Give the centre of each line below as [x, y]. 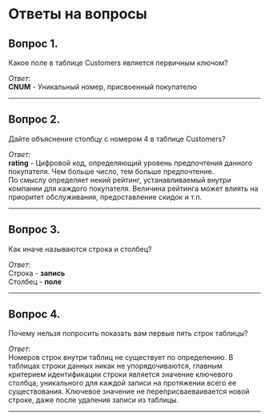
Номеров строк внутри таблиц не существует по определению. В [121, 357]
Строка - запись [37, 273]
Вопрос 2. [34, 120]
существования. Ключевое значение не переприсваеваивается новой [129, 392]
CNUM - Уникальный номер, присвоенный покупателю [103, 87]
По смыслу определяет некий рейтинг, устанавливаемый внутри [120, 180]
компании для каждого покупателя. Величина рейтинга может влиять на [133, 188]
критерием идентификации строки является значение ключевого [121, 374]
